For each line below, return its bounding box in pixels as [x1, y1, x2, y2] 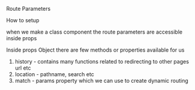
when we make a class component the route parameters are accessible [6, 28, 183, 35]
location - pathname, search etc [14, 71, 94, 77]
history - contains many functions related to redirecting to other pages [14, 58, 189, 65]
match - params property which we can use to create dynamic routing [14, 77, 189, 84]
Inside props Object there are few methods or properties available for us [6, 46, 185, 53]
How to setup [6, 17, 40, 23]
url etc [14, 64, 31, 71]
